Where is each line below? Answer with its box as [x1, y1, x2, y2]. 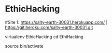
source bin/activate [5, 43, 43, 49]
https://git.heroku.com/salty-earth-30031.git [5, 24, 93, 30]
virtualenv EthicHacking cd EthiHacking [5, 34, 84, 40]
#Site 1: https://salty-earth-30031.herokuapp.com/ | [5, 19, 108, 25]
